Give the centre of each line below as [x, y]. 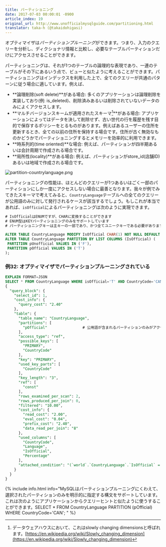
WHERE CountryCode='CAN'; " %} [41, 513]
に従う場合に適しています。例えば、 [50, 84]
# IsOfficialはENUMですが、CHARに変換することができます [59, 217]
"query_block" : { [27, 291]
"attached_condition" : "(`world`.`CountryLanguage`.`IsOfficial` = [89, 465]
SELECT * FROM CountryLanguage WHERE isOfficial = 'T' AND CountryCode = [79, 282]
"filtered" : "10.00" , [41, 405]
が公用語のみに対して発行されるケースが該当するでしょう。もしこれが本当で [83, 201]
